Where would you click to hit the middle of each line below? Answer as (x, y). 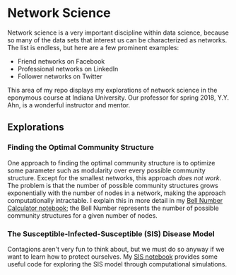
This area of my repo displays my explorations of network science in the (112, 90)
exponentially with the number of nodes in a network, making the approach (117, 193)
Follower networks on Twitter (60, 76)
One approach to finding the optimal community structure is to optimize (111, 163)
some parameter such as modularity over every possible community (107, 170)
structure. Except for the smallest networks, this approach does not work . (114, 177)
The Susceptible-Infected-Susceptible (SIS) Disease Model (111, 233)
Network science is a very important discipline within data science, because (118, 33)
